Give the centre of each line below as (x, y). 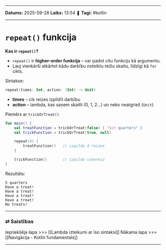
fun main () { (19, 123)
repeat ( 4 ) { (26, 142)
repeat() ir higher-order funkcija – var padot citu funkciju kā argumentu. (86, 60)
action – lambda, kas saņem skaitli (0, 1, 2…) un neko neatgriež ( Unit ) (83, 104)
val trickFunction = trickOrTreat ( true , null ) (63, 132)
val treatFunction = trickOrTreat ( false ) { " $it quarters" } (78, 128)
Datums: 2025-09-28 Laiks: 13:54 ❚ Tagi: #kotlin (56, 13)
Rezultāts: (15, 173)
